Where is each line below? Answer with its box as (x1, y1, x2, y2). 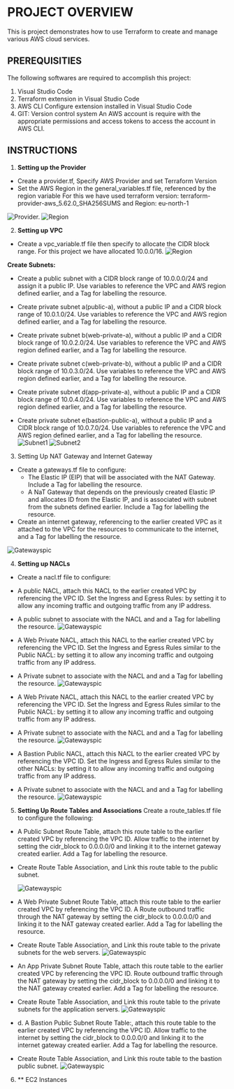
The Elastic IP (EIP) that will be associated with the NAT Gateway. (27, 473, 216, 481)
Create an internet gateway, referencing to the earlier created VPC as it (17, 517, 222, 526)
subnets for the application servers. (17, 1004, 120, 1014)
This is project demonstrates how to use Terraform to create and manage (7, 27, 218, 36)
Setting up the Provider (17, 163, 87, 171)
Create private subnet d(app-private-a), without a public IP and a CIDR (17, 387, 221, 396)
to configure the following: (17, 814, 94, 822)
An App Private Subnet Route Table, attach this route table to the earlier (17, 962, 224, 970)
